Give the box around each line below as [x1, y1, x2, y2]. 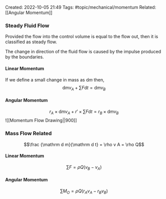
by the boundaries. [5, 54, 44, 60]
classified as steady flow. [5, 39, 57, 45]
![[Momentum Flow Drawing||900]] [5, 118, 77, 124]
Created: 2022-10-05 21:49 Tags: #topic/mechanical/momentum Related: [5, 5, 156, 10]
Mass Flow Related [5, 130, 52, 137]
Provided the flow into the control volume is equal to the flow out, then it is [5, 34, 158, 40]
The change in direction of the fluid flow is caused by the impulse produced [5, 49, 161, 55]
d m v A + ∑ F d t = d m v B [62, 84, 106, 92]
